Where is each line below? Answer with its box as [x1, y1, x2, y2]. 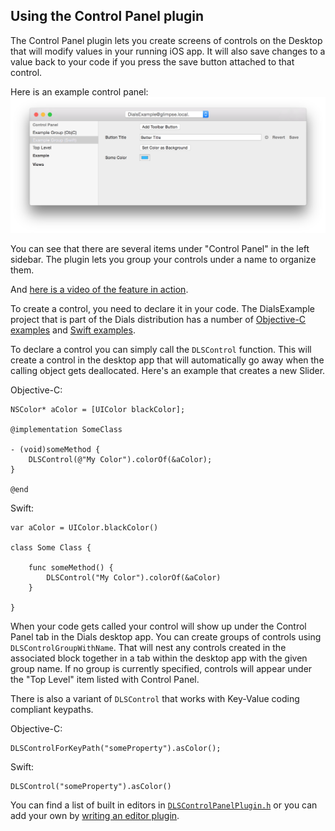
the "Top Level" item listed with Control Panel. [10, 673, 200, 685]
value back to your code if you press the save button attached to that [10, 55, 295, 68]
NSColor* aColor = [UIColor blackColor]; [10, 404, 186, 414]
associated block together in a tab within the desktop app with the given [10, 652, 308, 664]
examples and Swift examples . [10, 324, 136, 336]
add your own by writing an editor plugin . [10, 809, 180, 821]
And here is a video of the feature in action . [10, 283, 189, 295]
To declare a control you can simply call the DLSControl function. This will [10, 343, 312, 355]
